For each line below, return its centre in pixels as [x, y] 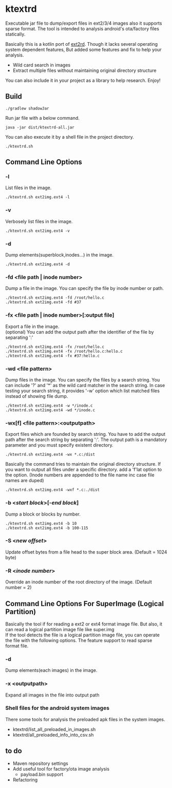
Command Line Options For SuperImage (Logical [85, 604]
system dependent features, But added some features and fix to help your [83, 49]
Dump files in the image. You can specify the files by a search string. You [83, 380]
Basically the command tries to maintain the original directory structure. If [83, 464]
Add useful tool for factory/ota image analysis [61, 768]
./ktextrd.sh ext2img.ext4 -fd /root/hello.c [55, 298]
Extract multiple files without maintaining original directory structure [84, 70]
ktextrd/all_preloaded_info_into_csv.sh [53, 735]
